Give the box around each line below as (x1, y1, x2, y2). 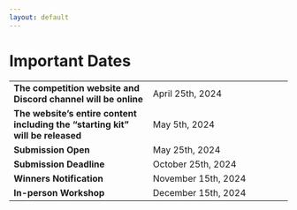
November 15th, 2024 (153, 172, 247, 184)
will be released (13, 129, 82, 141)
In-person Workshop (13, 186, 105, 199)
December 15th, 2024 (153, 186, 247, 199)
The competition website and (13, 81, 140, 94)
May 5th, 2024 (153, 118, 215, 131)
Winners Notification (13, 172, 104, 184)
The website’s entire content (13, 107, 137, 119)
